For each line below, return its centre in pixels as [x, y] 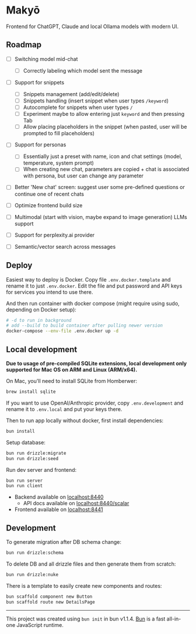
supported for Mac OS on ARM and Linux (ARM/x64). [72, 370]
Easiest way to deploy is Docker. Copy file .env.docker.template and [88, 279]
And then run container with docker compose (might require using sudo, [93, 303]
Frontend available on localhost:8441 [59, 509]
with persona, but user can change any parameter [83, 176]
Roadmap [24, 45]
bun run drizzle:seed [32, 458]
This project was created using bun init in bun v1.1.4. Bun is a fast [86, 619]
